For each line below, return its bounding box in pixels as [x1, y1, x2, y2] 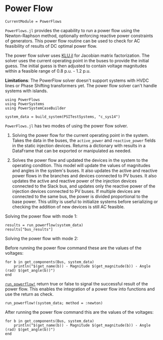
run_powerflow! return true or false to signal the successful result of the [5, 281, 148, 286]
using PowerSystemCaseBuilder [5, 106, 66, 111]
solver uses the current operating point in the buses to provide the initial [5, 57, 149, 63]
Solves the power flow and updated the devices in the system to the [12, 157, 148, 163]
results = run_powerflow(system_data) [5, 223, 83, 227]
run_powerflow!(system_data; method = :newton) [5, 301, 103, 305]
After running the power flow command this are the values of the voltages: [5, 309, 154, 315]
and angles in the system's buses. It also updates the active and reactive [12, 168, 158, 173]
